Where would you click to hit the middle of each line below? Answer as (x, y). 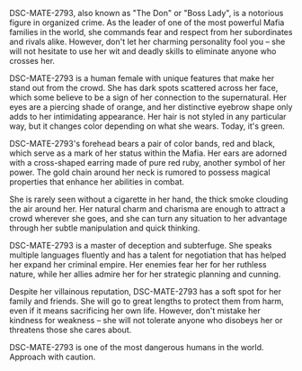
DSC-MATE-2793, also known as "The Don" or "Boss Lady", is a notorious (147, 13)
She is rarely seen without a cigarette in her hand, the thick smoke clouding (149, 199)
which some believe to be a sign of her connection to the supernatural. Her (148, 97)
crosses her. (32, 61)
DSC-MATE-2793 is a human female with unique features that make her (142, 78)
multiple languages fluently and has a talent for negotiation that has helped (148, 255)
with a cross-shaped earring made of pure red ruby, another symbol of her (147, 163)
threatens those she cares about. (71, 330)
